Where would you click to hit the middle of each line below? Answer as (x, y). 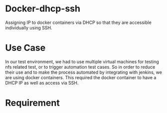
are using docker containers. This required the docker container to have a (81, 77)
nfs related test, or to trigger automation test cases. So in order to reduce (80, 67)
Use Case (25, 48)
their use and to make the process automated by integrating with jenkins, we (83, 72)
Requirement (32, 103)
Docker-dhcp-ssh (43, 9)
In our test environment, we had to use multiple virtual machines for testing (82, 61)
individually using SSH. (29, 27)
